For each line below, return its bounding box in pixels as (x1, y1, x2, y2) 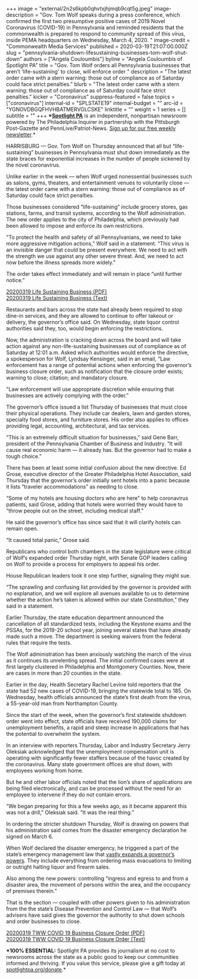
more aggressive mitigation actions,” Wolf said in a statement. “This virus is (6, 240, 190, 247)
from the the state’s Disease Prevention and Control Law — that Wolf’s (6, 905, 177, 912)
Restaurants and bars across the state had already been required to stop (6, 306, 183, 313)
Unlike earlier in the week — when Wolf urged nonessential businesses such (6, 173, 192, 180)
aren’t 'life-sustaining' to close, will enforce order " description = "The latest (6, 68, 191, 75)
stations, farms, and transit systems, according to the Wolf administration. (6, 210, 186, 216)
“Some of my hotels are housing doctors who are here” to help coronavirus (6, 495, 189, 502)
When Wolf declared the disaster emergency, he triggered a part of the (6, 844, 179, 852)
